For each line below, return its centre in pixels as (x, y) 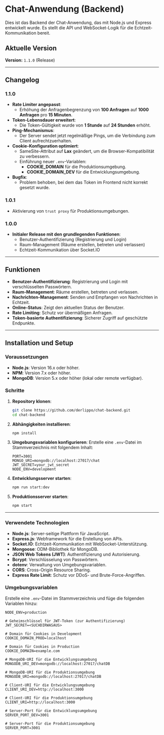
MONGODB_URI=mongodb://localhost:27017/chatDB (53, 676)
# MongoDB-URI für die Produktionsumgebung (50, 672)
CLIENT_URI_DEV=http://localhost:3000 (44, 689)
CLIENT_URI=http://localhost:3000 (40, 702)
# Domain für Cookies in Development (43, 634)
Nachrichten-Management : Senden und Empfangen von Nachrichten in (85, 297)
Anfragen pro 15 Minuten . (46, 115)
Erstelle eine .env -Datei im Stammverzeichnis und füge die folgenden (75, 598)
